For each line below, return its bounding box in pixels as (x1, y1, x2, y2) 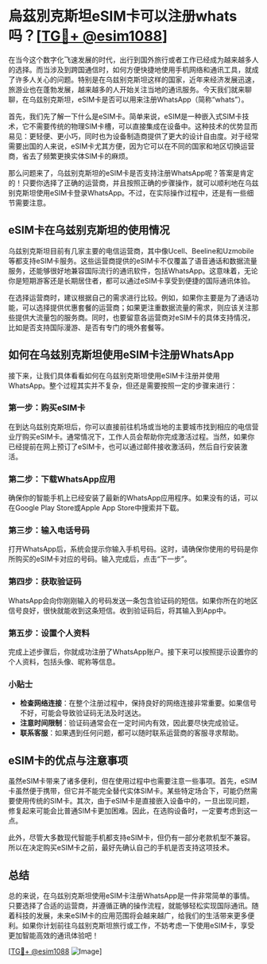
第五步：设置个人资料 (8, 627, 90, 638)
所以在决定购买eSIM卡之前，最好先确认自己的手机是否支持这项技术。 (8, 843, 234, 853)
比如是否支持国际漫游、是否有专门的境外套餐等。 (8, 323, 168, 332)
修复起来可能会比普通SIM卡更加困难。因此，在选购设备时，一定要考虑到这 (8, 806, 251, 815)
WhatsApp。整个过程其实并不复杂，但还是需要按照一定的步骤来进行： (8, 381, 238, 390)
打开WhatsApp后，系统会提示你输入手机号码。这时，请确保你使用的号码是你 (8, 544, 258, 554)
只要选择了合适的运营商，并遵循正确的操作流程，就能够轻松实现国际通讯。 (8, 900, 252, 910)
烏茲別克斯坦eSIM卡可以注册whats (8, 7, 238, 25)
